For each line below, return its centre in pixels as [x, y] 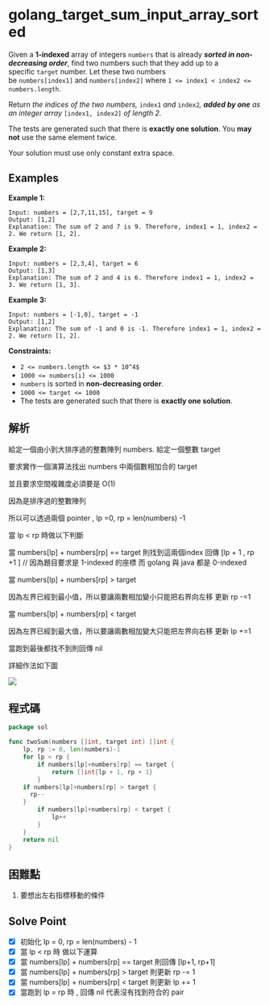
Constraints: [30, 351]
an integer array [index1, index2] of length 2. [85, 113]
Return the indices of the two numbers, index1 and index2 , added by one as [134, 104]
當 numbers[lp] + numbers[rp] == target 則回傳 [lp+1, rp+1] [118, 962]
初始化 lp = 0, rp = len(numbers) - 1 [78, 942]
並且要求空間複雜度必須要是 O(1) [62, 483]
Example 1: [27, 198]
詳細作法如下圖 [33, 665]
